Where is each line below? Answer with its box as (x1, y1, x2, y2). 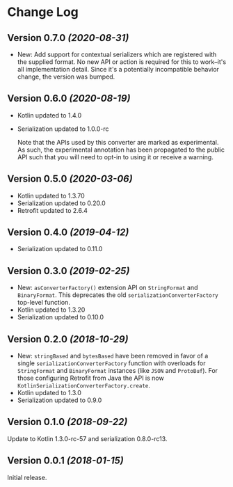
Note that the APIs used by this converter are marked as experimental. (17, 138, 219, 146)
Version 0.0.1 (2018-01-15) (7, 455, 124, 467)
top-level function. (17, 298, 71, 307)
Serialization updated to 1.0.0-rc (17, 125, 109, 133)
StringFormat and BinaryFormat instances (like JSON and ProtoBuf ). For (17, 367, 218, 375)
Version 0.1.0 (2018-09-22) (7, 416, 128, 428)
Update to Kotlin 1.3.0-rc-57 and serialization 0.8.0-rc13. (7, 434, 168, 442)
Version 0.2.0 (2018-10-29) (7, 333, 129, 345)
